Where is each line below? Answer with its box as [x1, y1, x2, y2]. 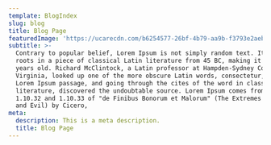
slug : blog [8, 19, 45, 27]
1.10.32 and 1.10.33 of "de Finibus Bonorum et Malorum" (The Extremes [15, 94, 262, 102]
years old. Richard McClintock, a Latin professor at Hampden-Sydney [15, 64, 254, 72]
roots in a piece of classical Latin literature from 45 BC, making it [15, 57, 262, 65]
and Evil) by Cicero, [15, 101, 89, 110]
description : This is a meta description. [15, 117, 161, 125]
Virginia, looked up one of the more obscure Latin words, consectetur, [15, 72, 265, 80]
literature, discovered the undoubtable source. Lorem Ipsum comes [15, 86, 248, 95]
